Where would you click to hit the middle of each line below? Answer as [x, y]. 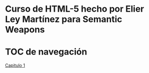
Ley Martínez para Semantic [64, 19]
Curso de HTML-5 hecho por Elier [74, 9]
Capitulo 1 [15, 65]
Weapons [25, 30]
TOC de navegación [46, 52]
